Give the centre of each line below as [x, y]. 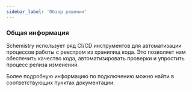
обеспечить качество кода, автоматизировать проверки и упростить [95, 58]
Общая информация [38, 32]
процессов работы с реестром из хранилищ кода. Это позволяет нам [96, 52]
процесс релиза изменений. [43, 65]
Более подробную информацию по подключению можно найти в [90, 76]
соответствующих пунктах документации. [61, 82]
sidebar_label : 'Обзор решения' [47, 12]
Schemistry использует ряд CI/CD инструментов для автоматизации [94, 45]
